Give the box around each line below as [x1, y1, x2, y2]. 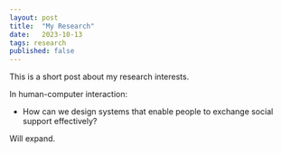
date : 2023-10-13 [9, 30, 83, 39]
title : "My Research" [9, 22, 95, 31]
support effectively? [22, 116, 98, 127]
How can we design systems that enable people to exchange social [22, 106, 274, 117]
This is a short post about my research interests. [9, 71, 190, 82]
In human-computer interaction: [9, 89, 128, 100]
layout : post [9, 13, 59, 22]
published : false [9, 47, 75, 56]
